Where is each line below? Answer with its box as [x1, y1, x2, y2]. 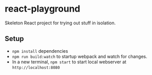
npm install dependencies [12, 48, 69, 54]
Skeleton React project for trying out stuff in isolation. [5, 20, 116, 26]
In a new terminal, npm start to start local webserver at [12, 59, 127, 65]
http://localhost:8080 [12, 65, 60, 70]
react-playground [5, 3, 80, 15]
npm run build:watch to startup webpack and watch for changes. [12, 53, 147, 59]
